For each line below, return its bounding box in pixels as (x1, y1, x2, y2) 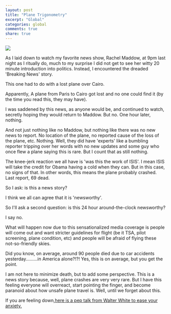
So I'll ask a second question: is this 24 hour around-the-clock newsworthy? (5, 205, 166, 210)
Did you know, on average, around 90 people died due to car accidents (5, 251, 155, 256)
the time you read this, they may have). (5, 96, 87, 102)
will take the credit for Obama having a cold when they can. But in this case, (5, 164, 165, 170)
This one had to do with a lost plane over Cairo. (5, 81, 105, 87)
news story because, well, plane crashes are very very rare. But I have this (5, 277, 162, 282)
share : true (5, 31, 31, 36)
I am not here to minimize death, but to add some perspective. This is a (5, 271, 155, 277)
